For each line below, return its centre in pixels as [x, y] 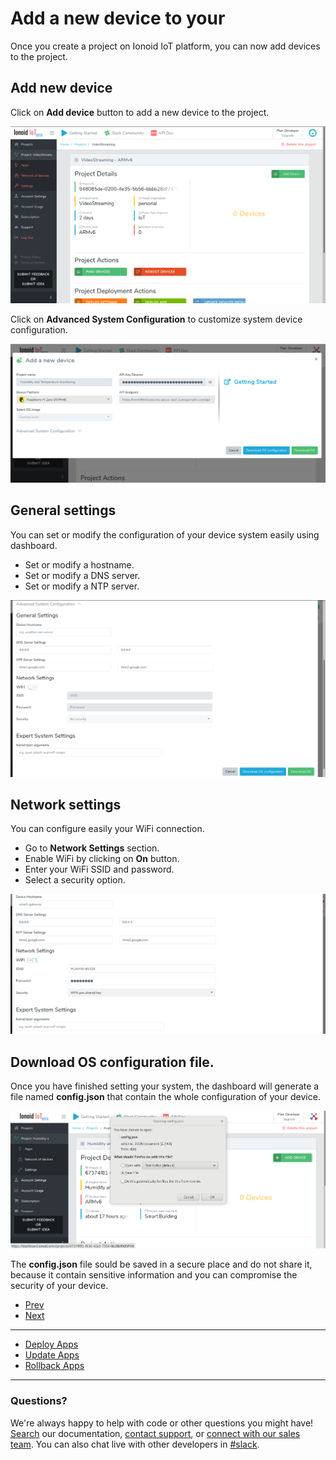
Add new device [61, 88]
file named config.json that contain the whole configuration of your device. [165, 1097]
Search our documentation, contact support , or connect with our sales [155, 1433]
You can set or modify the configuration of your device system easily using [165, 534]
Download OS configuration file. [112, 1062]
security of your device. [59, 1286]
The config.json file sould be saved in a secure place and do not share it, [161, 1264]
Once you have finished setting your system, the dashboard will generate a [165, 1086]
